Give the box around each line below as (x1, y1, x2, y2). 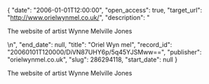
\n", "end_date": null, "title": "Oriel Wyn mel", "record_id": (7, 41, 173, 48)
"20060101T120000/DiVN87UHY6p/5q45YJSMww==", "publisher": (7, 48, 202, 56)
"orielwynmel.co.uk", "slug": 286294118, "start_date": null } (7, 55, 177, 64)
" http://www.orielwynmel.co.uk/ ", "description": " (7, 13, 150, 22)
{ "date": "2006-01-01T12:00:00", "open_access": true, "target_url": (7, 6, 203, 14)
